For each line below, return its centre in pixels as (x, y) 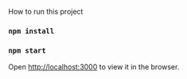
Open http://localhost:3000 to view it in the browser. (94, 67)
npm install (31, 31)
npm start (27, 50)
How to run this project (46, 12)
